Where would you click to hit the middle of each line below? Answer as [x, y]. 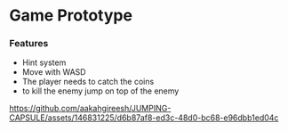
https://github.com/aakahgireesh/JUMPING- [90, 109]
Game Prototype [71, 16]
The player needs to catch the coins [88, 82]
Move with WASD [54, 72]
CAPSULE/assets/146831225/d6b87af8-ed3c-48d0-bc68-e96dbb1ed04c [144, 118]
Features [29, 44]
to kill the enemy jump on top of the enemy [100, 91]
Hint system [44, 62]
